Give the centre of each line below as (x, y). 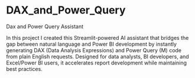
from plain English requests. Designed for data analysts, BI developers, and (97, 56)
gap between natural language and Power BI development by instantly (92, 44)
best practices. (24, 69)
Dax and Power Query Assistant (45, 26)
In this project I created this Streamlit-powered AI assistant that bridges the (97, 38)
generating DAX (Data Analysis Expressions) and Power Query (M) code (94, 50)
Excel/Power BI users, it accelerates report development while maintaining (97, 63)
